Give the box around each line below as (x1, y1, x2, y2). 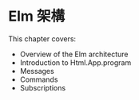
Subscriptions (19, 83, 66, 92)
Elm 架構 (8, 7, 66, 25)
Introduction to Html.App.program (19, 57, 132, 67)
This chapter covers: (8, 33, 77, 44)
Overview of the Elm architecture (19, 49, 129, 59)
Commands (19, 75, 58, 84)
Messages (19, 66, 54, 75)
